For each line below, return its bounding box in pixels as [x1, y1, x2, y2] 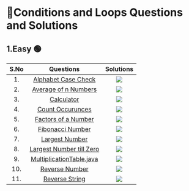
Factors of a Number [34, 115, 94, 123]
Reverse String [43, 174, 86, 183]
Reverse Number [40, 165, 89, 173]
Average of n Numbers [32, 85, 97, 94]
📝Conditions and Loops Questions [6, 6, 183, 20]
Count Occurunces [37, 105, 92, 113]
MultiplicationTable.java [30, 155, 98, 163]
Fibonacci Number [37, 125, 91, 133]
